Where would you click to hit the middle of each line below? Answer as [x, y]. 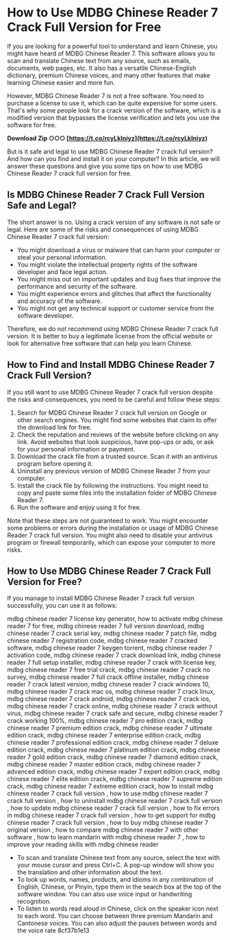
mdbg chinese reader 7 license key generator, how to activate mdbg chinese [115, 619]
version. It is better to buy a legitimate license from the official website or [110, 336]
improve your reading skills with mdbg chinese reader [83, 845]
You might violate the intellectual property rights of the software [107, 264]
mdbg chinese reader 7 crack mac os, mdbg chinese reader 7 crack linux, [111, 692]
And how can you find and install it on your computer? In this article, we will [114, 158]
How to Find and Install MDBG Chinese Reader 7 [111, 365]
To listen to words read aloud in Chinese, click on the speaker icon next [118, 908]
